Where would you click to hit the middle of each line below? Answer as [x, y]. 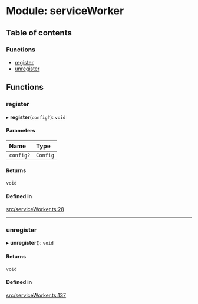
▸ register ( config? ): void [36, 117]
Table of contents [39, 33]
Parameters [21, 131]
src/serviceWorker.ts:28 [35, 209]
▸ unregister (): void [30, 243]
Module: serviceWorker [65, 11]
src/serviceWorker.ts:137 [36, 295]
